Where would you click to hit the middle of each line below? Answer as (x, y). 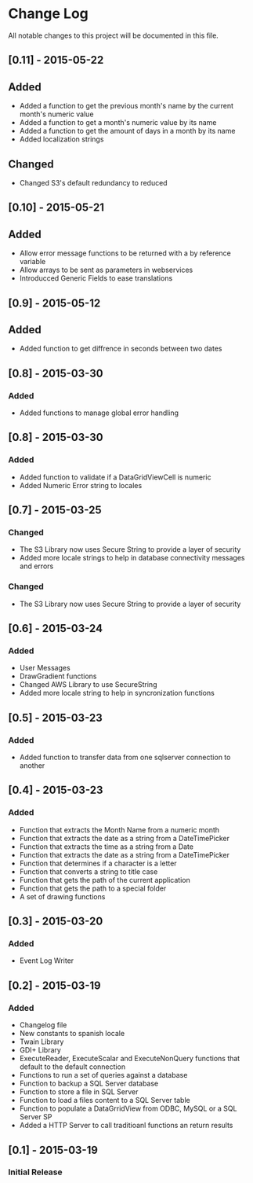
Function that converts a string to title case (89, 871)
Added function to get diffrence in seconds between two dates (121, 349)
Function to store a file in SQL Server (79, 1092)
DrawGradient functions (58, 676)
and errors (36, 566)
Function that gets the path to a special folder (93, 888)
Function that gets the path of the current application (105, 880)
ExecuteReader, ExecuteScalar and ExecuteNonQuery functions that (130, 1059)
